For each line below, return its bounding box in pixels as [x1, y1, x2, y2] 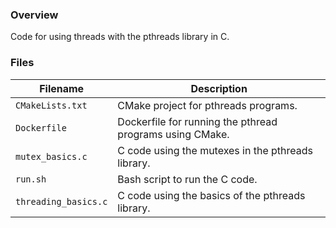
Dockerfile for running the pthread [117, 114, 278, 128]
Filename [39, 81, 85, 95]
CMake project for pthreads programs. [117, 98, 298, 112]
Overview [10, 8, 59, 22]
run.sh [15, 173, 47, 185]
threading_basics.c [15, 196, 108, 207]
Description [190, 81, 248, 95]
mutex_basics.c [15, 151, 88, 162]
